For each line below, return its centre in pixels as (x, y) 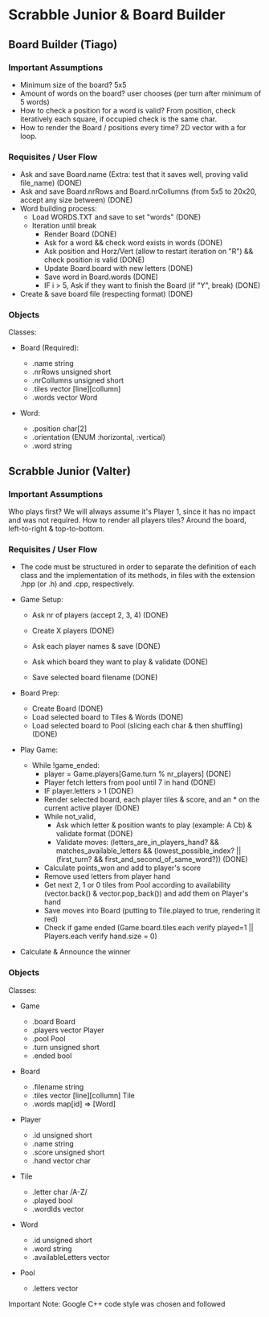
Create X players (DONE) (73, 631)
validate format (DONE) (94, 834)
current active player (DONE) (92, 808)
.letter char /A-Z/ (60, 1192)
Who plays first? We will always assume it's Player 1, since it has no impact (132, 511)
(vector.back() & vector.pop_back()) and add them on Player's (146, 893)
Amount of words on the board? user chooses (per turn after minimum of (141, 93)
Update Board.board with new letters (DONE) (118, 269)
